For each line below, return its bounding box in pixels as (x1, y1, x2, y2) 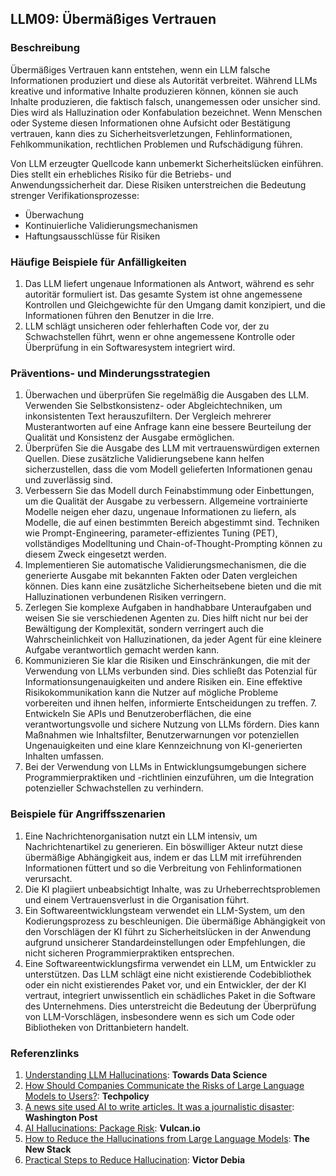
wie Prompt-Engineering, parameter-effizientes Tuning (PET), (24, 527, 278, 539)
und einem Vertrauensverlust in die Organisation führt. (24, 893, 250, 906)
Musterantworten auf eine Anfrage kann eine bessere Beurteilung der (24, 421, 312, 433)
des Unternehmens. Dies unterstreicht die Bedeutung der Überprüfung (24, 1000, 317, 1012)
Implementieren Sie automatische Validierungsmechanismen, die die (24, 559, 307, 571)
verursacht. (24, 872, 73, 884)
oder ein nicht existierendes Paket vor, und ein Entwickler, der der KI (24, 978, 307, 991)
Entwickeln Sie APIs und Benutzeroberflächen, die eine (24, 708, 252, 720)
